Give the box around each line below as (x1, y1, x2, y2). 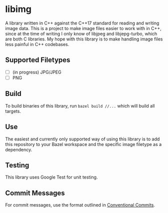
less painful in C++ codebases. (5, 41, 69, 47)
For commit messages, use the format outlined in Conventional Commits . (5, 202, 155, 208)
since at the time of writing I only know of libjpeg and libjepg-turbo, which (5, 30, 157, 36)
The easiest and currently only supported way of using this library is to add (5, 136, 160, 142)
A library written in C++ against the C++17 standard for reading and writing (5, 20, 159, 26)
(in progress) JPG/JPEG (12, 69, 61, 75)
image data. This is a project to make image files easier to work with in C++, (5, 25, 161, 31)
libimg (5, 3, 31, 15)
